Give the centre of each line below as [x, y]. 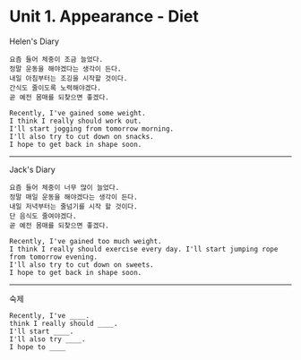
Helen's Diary [34, 41]
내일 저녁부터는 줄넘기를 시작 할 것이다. [73, 206]
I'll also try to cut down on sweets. [82, 265]
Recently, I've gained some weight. [77, 113]
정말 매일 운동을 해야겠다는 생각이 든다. [73, 197]
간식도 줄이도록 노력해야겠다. [55, 88]
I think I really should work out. [76, 121]
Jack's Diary [32, 169]
